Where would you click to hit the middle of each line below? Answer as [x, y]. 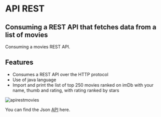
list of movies [27, 35]
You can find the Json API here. [38, 110]
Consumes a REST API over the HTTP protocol [60, 74]
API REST [25, 9]
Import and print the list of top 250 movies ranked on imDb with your [83, 85]
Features [19, 62]
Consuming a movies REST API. [38, 47]
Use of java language [34, 80]
